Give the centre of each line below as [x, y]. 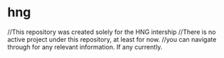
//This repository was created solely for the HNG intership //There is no [112, 32]
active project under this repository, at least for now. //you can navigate [112, 39]
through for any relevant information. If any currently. [85, 47]
